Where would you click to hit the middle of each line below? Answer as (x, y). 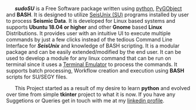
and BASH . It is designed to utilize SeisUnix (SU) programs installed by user (98, 15)
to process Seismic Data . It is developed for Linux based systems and (91, 21)
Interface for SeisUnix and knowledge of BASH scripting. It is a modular (93, 46)
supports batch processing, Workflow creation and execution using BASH (95, 71)
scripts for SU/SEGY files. (37, 77)
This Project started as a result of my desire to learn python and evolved (102, 88)
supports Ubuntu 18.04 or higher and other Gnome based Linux (84, 27)
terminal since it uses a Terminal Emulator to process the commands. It (92, 64)
